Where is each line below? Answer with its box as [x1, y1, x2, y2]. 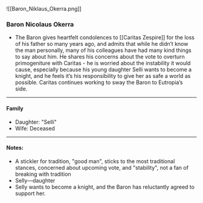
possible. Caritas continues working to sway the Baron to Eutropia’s [14, 79, 183, 86]
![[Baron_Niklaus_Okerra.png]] [6, 5, 82, 12]
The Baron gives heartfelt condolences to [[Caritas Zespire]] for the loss [14, 34, 195, 41]
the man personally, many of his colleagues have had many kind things [14, 47, 192, 54]
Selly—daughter [14, 176, 56, 184]
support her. [14, 190, 46, 197]
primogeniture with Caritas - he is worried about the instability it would [14, 60, 191, 67]
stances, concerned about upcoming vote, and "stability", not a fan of [14, 164, 189, 171]
